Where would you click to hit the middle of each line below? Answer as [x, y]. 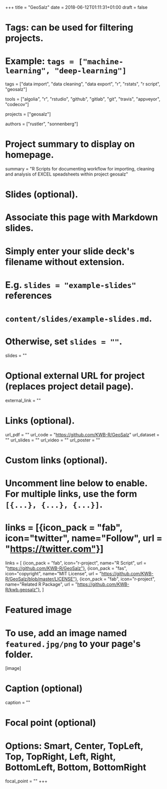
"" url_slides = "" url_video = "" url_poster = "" [53, 440]
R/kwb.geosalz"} [23, 590]
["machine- [101, 62]
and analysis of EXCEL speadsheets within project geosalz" [67, 174]
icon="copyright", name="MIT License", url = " [53, 574]
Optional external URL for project [75, 376]
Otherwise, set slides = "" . [64, 342]
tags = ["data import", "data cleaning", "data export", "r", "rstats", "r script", [83, 84]
